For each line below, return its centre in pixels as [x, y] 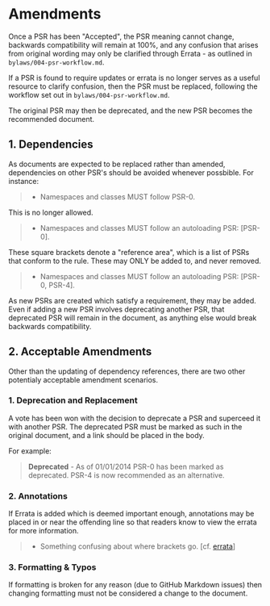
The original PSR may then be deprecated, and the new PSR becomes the [131, 111]
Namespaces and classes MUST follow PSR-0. [118, 196]
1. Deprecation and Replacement [73, 400]
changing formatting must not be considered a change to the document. [128, 593]
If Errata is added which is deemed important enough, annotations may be [131, 514]
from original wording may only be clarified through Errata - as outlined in [130, 53]
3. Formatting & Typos [52, 567]
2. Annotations [38, 495]
